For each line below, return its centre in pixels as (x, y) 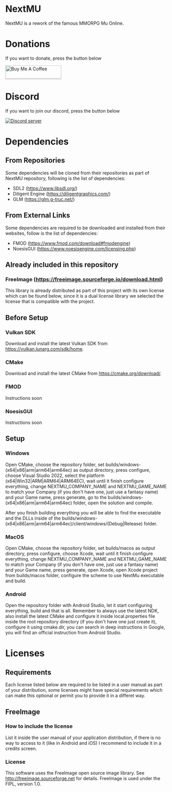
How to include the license (39, 726)
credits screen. (21, 748)
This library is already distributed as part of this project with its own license (85, 290)
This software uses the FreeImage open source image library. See (75, 773)
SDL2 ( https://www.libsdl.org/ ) (45, 188)
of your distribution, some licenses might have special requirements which (84, 690)
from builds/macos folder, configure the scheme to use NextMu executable (85, 575)
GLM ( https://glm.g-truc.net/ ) (44, 199)
